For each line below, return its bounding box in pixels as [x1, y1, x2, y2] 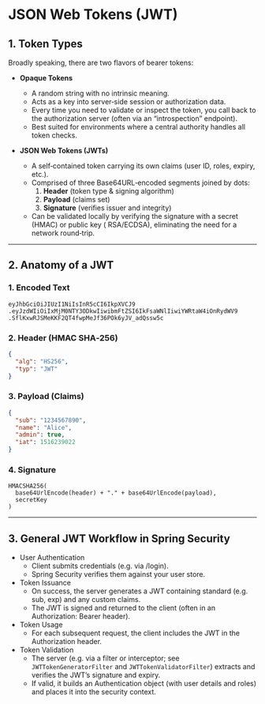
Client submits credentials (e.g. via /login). [31, 561, 169, 570]
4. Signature [8, 464, 57, 475]
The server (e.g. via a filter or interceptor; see [31, 653, 180, 663]
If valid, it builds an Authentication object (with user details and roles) [31, 679, 257, 688]
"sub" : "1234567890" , [15, 416, 87, 424]
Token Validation [19, 646, 74, 655]
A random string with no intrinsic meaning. [31, 88, 170, 98]
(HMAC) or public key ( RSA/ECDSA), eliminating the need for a [31, 220, 237, 229]
